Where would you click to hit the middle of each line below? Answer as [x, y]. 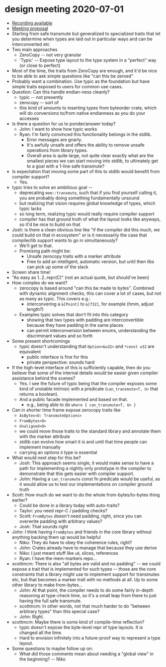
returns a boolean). [39, 394]
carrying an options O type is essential [58, 452]
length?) [35, 309]
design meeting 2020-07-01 [64, 9]
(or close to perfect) [40, 65]
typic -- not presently [41, 97]
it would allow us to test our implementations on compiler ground [86, 484]
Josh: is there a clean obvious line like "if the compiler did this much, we [86, 229]
